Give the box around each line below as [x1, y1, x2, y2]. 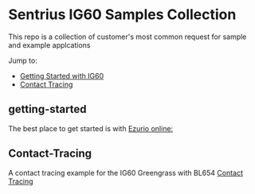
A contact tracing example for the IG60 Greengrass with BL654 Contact [8, 168, 244, 177]
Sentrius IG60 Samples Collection [8, 6, 237, 24]
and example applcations [8, 40, 91, 49]
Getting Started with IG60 [19, 71, 104, 80]
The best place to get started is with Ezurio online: [8, 123, 174, 133]
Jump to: [8, 56, 37, 65]
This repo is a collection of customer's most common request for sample [8, 32, 247, 41]
